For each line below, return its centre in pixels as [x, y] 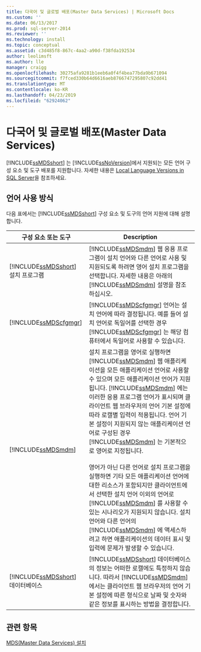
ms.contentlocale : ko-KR [37, 90]
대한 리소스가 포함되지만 [121, 485]
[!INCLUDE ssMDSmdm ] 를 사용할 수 [138, 503]
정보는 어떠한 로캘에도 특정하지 [137, 568]
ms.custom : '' [24, 17]
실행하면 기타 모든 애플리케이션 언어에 [139, 476]
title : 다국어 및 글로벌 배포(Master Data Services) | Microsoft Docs [90, 12]
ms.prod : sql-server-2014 [38, 28]
